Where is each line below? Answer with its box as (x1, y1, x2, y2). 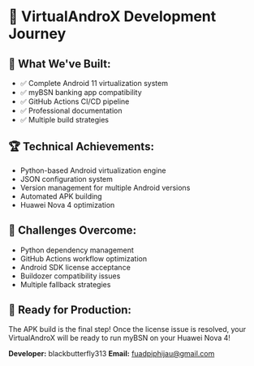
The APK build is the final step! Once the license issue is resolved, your (8, 325, 247, 334)
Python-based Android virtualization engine (19, 166, 166, 175)
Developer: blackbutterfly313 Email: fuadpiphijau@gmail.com (8, 349, 215, 359)
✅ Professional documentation (19, 105, 123, 115)
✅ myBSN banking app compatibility (19, 88, 142, 97)
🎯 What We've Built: (8, 57, 111, 71)
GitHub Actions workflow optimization (19, 253, 148, 263)
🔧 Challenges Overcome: (8, 223, 136, 238)
